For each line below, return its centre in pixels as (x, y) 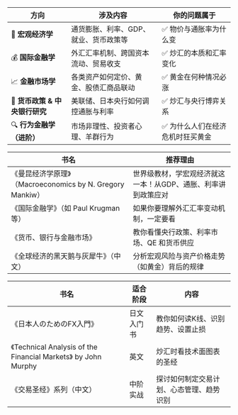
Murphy (24, 366)
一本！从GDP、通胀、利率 (176, 184)
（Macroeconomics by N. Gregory (68, 184)
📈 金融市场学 (33, 81)
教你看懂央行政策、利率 (172, 232)
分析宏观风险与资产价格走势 (179, 256)
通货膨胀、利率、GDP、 (110, 29)
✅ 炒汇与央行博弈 (191, 101)
